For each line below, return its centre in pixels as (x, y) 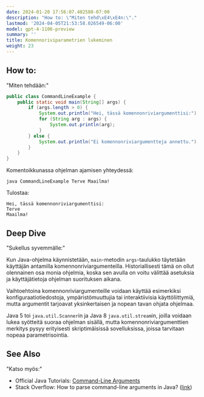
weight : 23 (20, 46)
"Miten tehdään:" (28, 85)
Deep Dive (26, 233)
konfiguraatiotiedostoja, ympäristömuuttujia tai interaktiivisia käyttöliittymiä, (100, 297)
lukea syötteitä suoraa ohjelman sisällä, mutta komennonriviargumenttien (97, 322)
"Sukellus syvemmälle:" (36, 248)
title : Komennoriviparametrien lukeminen (59, 40)
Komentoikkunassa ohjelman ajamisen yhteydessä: (70, 170)
